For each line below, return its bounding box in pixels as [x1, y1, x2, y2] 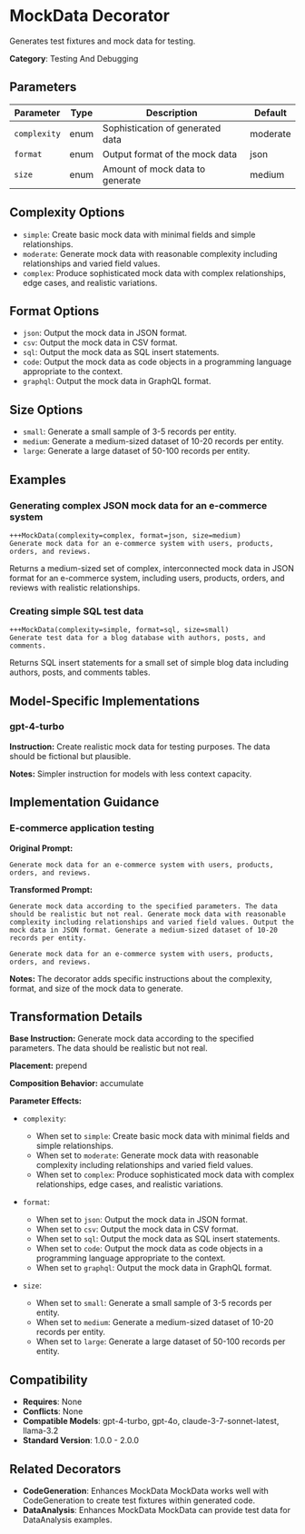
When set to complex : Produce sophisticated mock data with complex [35, 1169, 295, 1181]
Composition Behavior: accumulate [9, 1078, 144, 1089]
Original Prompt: [9, 842, 74, 854]
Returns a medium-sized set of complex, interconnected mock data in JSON [9, 562, 295, 573]
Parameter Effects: [9, 1095, 83, 1106]
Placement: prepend [9, 1060, 88, 1072]
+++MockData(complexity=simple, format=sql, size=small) [9, 626, 230, 635]
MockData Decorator [9, 5, 171, 26]
